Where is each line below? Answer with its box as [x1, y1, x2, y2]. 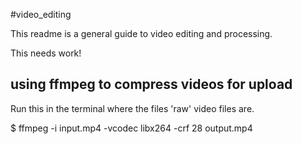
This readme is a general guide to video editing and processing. [10, 28, 273, 39]
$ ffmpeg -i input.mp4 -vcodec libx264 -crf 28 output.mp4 [10, 122, 253, 134]
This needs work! [10, 47, 82, 59]
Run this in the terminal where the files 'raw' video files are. [10, 102, 255, 114]
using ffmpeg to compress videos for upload [10, 76, 293, 93]
